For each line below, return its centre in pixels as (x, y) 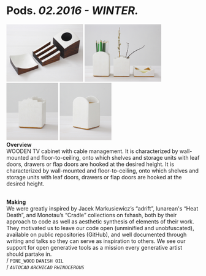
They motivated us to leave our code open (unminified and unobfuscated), (100, 228)
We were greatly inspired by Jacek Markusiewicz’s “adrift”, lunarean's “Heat (102, 208)
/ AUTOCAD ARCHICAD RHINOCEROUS (45, 267)
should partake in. (29, 254)
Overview (19, 144)
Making (16, 202)
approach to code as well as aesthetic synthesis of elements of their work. (100, 222)
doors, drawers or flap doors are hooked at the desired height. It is (90, 164)
